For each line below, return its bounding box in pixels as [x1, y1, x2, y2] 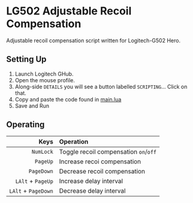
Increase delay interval [59, 177, 123, 185]
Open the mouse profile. [14, 76, 75, 83]
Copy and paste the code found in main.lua [14, 95, 122, 103]
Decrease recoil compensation [59, 167, 146, 175]
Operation [59, 137, 89, 145]
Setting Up [6, 54, 47, 64]
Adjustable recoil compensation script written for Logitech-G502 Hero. [6, 37, 181, 44]
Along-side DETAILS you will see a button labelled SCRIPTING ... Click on [14, 83, 188, 90]
